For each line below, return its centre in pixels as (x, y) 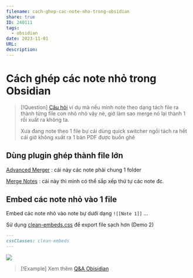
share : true (21, 17)
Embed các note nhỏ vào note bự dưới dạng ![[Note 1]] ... (77, 214)
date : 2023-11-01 (27, 39)
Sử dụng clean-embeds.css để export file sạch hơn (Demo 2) (80, 225)
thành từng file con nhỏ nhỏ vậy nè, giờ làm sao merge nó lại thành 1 (103, 113)
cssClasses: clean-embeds (38, 241)
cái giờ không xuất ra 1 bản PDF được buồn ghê (78, 137)
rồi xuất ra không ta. (45, 119)
